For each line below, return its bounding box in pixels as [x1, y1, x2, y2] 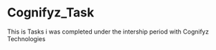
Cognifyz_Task [7, 5, 95, 21]
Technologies [7, 34, 46, 42]
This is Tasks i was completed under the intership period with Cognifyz [7, 27, 209, 36]
